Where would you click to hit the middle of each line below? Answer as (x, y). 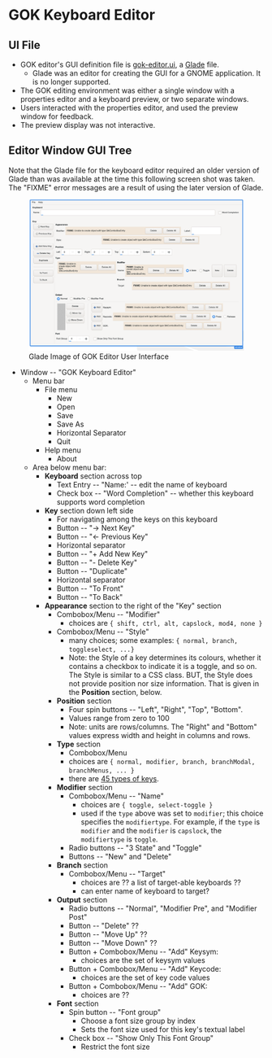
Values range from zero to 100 (119, 719)
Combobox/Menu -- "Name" (116, 796)
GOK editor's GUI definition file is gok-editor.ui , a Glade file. (119, 64)
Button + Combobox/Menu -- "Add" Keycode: (145, 969)
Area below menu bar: (69, 468)
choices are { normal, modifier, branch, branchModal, (162, 762)
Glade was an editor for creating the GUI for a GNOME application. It (147, 73)
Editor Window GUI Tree (70, 151)
